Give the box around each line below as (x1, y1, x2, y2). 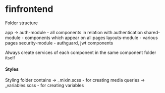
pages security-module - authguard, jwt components (5, 40, 113, 46)
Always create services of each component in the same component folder (5, 49, 157, 55)
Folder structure (5, 20, 38, 26)
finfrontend (5, 3, 54, 15)
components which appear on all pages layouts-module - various (24, 35, 158, 41)
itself (5, 54, 15, 60)
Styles (5, 66, 19, 72)
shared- (143, 29, 160, 35)
